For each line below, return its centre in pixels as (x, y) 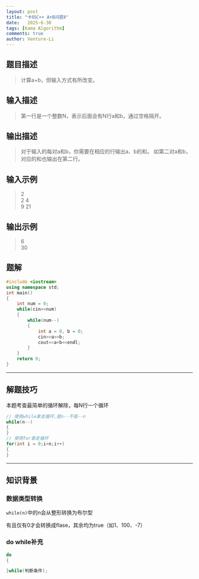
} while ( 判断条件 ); (27, 571)
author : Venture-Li (30, 39)
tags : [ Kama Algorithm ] (36, 28)
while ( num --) (44, 320)
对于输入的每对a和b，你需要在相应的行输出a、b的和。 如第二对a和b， (106, 152)
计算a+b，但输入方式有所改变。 (59, 80)
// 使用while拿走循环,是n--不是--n (46, 416)
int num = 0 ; (33, 304)
